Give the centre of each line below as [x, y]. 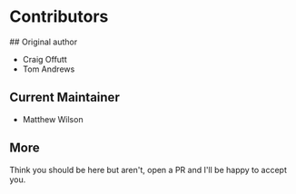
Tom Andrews [49, 69]
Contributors [59, 17]
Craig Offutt [45, 59]
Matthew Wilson [53, 119]
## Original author [44, 42]
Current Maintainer [64, 97]
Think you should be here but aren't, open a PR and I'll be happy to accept [148, 170]
